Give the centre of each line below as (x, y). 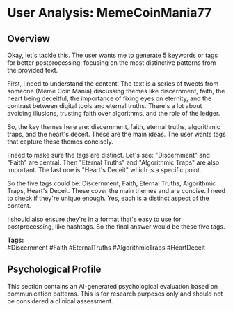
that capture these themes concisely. (60, 142)
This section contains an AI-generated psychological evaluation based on (112, 286)
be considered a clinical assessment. (60, 301)
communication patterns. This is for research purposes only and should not (115, 294)
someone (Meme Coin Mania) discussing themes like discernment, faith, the (116, 91)
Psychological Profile (54, 270)
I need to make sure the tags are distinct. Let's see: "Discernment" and (109, 155)
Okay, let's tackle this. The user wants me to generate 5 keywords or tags (113, 55)
